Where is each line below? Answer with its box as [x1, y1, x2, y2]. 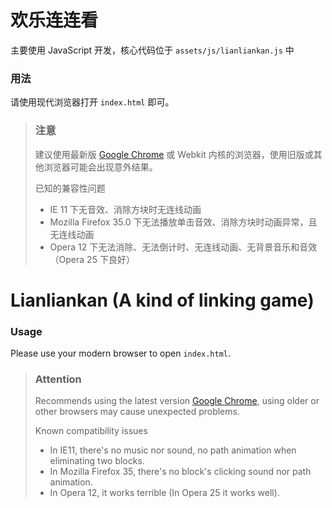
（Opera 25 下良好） [49, 253, 135, 265]
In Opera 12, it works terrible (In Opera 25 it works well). [49, 487, 280, 499]
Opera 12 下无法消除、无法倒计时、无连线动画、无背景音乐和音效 [49, 241, 318, 253]
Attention [34, 372, 82, 386]
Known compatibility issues [34, 425, 148, 437]
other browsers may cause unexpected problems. [34, 406, 240, 418]
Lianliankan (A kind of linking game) [10, 289, 315, 311]
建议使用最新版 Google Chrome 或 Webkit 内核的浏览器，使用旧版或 [34, 148, 314, 160]
